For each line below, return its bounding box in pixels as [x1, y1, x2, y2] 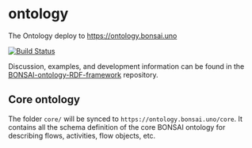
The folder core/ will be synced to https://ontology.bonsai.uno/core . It [8, 114, 243, 123]
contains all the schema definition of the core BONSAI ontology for [8, 122, 226, 131]
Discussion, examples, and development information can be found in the [8, 61, 245, 71]
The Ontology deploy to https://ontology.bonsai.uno [8, 31, 178, 40]
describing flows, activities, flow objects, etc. [8, 131, 156, 140]
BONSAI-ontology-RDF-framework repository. [8, 70, 158, 79]
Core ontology [8, 93, 81, 107]
